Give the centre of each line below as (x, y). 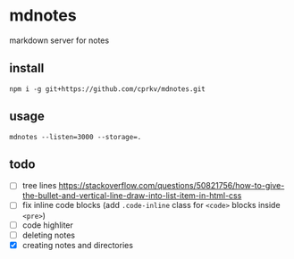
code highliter (48, 225)
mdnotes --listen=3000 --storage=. (76, 137)
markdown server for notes (59, 40)
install (27, 68)
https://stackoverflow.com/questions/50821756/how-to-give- (172, 186)
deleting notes (49, 235)
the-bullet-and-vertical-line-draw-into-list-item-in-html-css (132, 196)
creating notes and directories (78, 245)
